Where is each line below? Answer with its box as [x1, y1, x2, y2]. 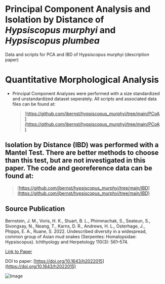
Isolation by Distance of [5, 14, 104, 25]
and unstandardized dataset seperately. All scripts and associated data [12, 96, 157, 102]
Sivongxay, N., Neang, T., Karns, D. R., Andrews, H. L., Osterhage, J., [5, 223, 145, 229]
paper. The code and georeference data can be [5, 164, 152, 172]
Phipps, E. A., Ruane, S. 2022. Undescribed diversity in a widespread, [5, 228, 147, 234]
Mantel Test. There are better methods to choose [5, 149, 159, 157]
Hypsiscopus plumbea [5, 35, 100, 47]
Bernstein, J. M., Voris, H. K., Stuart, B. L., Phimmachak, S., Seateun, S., [5, 218, 151, 224]
